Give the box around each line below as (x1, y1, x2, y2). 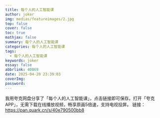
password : (5, 81, 26, 86)
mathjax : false (5, 35, 37, 40)
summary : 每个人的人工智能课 (5, 40, 58, 45)
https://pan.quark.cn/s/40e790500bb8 (5, 107, 85, 113)
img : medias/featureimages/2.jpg (5, 16, 74, 21)
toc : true (5, 30, 26, 35)
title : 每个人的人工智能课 (5, 7, 54, 12)
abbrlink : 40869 (5, 67, 39, 72)
